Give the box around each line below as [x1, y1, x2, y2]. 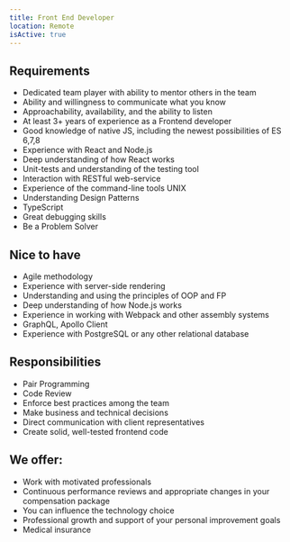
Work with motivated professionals [22, 476, 151, 487]
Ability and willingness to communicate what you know [22, 96, 227, 108]
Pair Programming [22, 378, 90, 389]
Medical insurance [22, 524, 92, 535]
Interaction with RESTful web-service [22, 173, 161, 185]
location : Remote [9, 22, 75, 31]
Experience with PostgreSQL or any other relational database [22, 329, 249, 339]
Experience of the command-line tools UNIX [22, 183, 186, 194]
